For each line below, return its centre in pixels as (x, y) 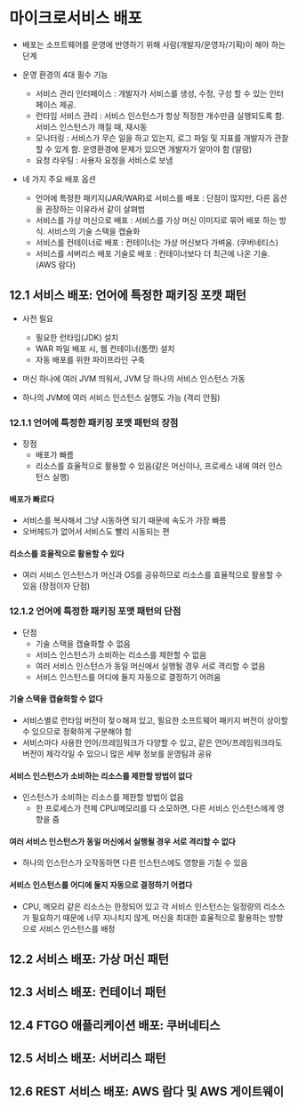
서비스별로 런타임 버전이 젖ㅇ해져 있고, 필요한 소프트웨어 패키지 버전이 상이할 (155, 720)
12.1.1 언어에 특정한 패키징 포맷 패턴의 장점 (94, 422)
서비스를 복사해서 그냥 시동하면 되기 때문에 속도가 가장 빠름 (124, 520)
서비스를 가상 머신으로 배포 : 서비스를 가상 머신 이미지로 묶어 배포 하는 (156, 220)
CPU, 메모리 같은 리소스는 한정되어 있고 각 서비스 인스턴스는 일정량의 (142, 906)
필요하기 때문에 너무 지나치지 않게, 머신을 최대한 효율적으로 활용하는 (149, 918)
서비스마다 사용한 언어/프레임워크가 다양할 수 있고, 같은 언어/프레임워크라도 (152, 742)
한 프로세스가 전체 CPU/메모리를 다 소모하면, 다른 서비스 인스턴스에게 (155, 808)
